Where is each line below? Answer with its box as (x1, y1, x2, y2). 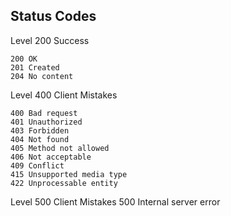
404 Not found (10, 134, 70, 144)
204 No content (10, 71, 74, 81)
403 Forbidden (10, 125, 70, 136)
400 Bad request (10, 108, 78, 118)
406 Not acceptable (10, 152, 92, 162)
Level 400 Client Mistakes (10, 89, 118, 101)
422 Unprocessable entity (10, 178, 118, 188)
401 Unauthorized (10, 117, 83, 127)
